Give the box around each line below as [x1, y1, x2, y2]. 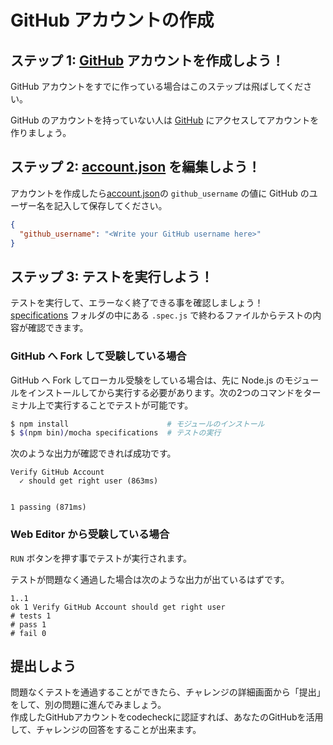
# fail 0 [10, 628, 47, 638]
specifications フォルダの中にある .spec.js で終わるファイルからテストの [10, 309, 313, 321]
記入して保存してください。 [53, 199, 168, 211]
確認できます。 [27, 322, 89, 334]
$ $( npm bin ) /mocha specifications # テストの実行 [10, 428, 222, 438]
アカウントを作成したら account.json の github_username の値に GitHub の [10, 187, 310, 199]
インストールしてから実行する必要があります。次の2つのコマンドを [27, 386, 304, 398]
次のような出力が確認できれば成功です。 [10, 447, 177, 460]
